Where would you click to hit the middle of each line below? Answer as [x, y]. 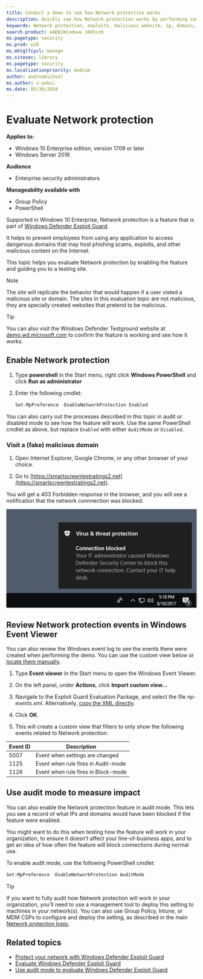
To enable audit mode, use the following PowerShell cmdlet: [81, 863]
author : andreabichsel [35, 76]
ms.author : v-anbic [31, 83]
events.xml [28, 703]
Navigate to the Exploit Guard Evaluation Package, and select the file [100, 697]
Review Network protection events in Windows [96, 625]
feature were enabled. [34, 820]
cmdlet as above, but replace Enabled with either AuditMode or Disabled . [95, 429]
